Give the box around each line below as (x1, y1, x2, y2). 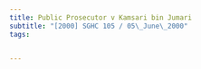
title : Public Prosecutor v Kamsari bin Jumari (9, 13, 193, 22)
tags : (9, 30, 30, 39)
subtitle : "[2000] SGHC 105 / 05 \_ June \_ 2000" (9, 22, 188, 30)
